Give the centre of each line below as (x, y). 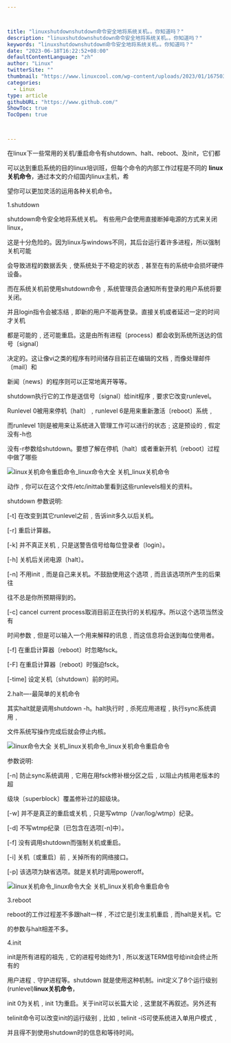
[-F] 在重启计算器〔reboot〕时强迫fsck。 (65, 664)
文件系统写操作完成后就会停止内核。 (58, 731)
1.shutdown (23, 205)
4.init (14, 943)
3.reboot (19, 900)
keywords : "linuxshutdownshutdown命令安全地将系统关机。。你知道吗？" (100, 44)
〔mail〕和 (22, 367)
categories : (24, 83)
